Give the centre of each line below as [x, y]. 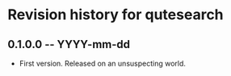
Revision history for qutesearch [115, 15]
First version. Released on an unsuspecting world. [103, 63]
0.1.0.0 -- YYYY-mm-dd [69, 44]
